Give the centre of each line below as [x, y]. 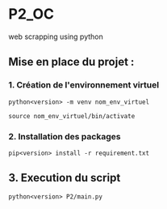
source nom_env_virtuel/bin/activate [72, 116]
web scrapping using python [56, 36]
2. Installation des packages [65, 136]
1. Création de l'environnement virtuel [84, 85]
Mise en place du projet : [71, 62]
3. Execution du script [65, 178]
